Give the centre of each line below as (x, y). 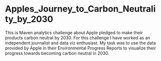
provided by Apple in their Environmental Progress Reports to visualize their (80, 48)
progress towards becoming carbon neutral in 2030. (57, 53)
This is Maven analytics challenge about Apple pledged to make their (74, 32)
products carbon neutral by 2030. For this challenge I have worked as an (78, 38)
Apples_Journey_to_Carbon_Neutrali (80, 9)
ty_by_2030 (29, 19)
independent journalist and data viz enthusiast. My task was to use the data (80, 43)
